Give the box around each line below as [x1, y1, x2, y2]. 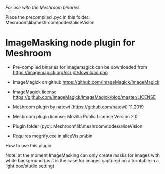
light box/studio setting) [5, 163, 55, 169]
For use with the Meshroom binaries [5, 5, 80, 10]
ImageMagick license [12, 89, 57, 95]
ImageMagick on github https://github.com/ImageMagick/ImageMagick [12, 79, 160, 85]
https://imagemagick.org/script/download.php [12, 69, 108, 75]
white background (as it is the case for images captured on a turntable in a [5, 157, 159, 163]
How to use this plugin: [5, 142, 53, 148]
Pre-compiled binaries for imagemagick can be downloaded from [12, 64, 148, 70]
